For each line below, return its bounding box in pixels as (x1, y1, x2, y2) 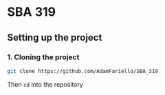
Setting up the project (7, 32, 102, 43)
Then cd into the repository (7, 80, 84, 88)
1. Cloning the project (7, 52, 80, 62)
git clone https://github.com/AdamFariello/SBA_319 (7, 67, 158, 74)
